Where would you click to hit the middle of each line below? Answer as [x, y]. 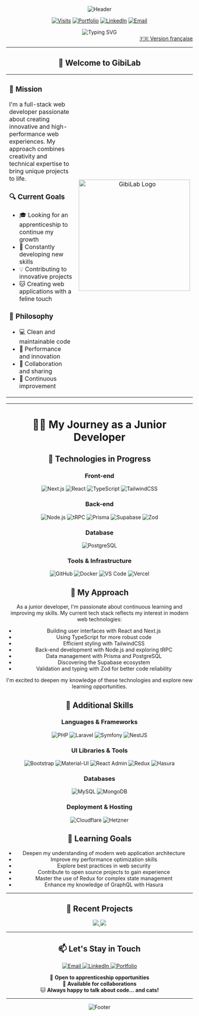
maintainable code [45, 341]
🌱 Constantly [37, 246]
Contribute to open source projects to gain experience [104, 872]
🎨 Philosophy [31, 316]
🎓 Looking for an [44, 215]
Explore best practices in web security [104, 865]
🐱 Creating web [42, 284]
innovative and [30, 126]
